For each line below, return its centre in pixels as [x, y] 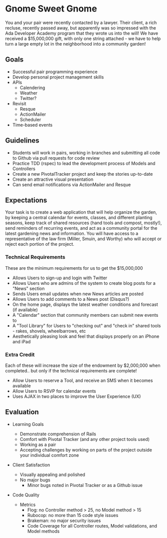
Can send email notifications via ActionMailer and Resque [72, 184]
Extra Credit [20, 354]
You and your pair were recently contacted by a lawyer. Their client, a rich [81, 23]
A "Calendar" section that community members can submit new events [85, 315]
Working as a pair [38, 444]
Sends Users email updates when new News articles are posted [78, 294]
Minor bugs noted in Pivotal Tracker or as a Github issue [85, 485]
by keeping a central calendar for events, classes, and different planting [79, 218]
